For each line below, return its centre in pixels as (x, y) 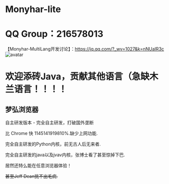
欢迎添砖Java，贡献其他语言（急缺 (77, 77)
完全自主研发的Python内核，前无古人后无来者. (53, 144)
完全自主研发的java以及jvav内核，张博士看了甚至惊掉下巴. (65, 155)
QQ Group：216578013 (54, 34)
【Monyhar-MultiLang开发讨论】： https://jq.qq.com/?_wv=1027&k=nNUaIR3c (85, 49)
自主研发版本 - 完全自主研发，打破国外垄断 (50, 123)
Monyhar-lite (33, 9)
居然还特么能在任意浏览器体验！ (38, 166)
